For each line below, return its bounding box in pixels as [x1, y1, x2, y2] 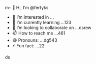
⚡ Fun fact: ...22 [12, 43, 45, 49]
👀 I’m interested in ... [12, 14, 54, 20]
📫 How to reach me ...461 [12, 30, 65, 36]
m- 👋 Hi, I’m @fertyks [5, 5, 49, 10]
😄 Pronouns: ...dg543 [12, 37, 58, 43]
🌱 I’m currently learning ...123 [12, 20, 71, 25]
